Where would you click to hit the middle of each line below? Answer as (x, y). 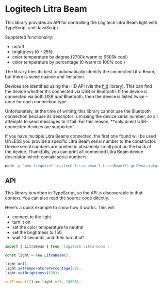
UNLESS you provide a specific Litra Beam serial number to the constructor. (81, 141)
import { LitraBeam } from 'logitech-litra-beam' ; (57, 246)
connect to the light (32, 217)
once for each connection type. (36, 101)
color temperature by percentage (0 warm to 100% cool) (68, 62)
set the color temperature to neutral (48, 227)
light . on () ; (17, 264)
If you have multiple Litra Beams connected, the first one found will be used (81, 136)
